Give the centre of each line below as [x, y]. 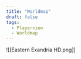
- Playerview [27, 28]
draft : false [22, 17]
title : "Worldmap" [28, 11]
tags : [13, 22]
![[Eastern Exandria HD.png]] [41, 50]
